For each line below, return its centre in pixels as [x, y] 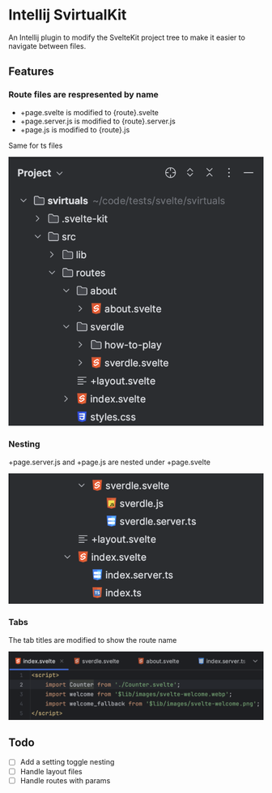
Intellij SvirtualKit [68, 15]
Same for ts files [36, 145]
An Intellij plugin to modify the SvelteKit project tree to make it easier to [127, 37]
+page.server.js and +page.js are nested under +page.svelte [109, 462]
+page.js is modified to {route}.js [75, 129]
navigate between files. [47, 45]
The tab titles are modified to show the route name [93, 640]
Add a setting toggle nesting [67, 762]
